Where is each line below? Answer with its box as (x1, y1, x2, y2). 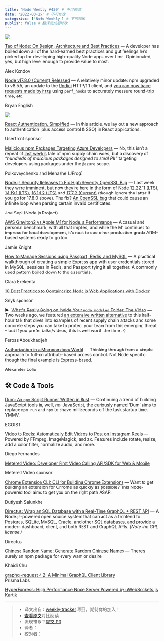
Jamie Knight (5, 244, 32, 250)
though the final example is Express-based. (5, 357, 93, 363)
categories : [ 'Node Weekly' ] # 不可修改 (5, 16, 85, 21)
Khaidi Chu (5, 563, 27, 568)
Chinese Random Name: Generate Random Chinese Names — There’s (5, 548, 146, 554)
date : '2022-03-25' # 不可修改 (5, 12, 66, 17)
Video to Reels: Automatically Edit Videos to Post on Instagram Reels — (5, 431, 148, 437)
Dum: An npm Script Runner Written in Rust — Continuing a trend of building (5, 397, 156, 403)
